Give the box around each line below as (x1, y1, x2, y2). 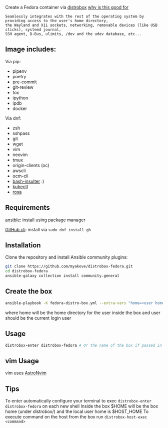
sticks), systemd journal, (5, 27, 61, 32)
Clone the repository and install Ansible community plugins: (5, 254, 128, 260)
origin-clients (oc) (12, 162, 49, 168)
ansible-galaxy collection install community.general (5, 273, 120, 278)
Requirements (5, 203, 50, 212)
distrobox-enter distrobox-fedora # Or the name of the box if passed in (5, 343, 162, 348)
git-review (12, 84, 34, 90)
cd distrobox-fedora (5, 268, 48, 274)
